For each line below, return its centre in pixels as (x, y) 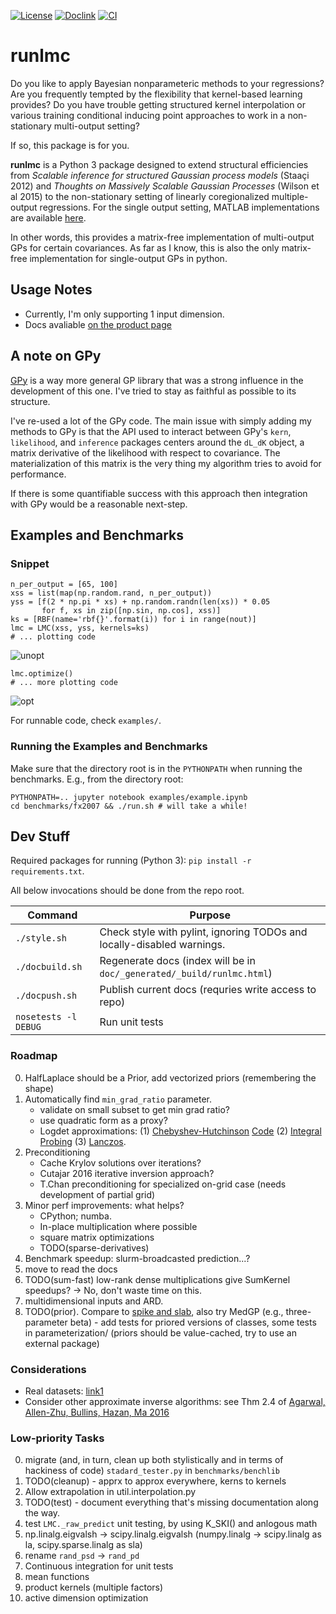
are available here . (48, 217)
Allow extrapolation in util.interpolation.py (110, 1492)
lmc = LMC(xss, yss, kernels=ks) (80, 628)
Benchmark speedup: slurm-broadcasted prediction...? (137, 1258)
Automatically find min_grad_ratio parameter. (118, 1099)
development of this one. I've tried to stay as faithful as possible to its (153, 391)
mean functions (57, 1577)
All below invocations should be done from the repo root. (127, 891)
